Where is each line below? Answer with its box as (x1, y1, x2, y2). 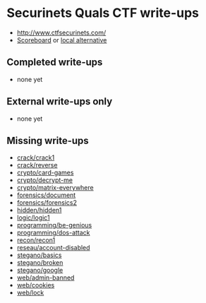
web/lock (16, 288, 44, 297)
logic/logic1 (16, 213, 50, 222)
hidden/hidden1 (16, 206, 62, 215)
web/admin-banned (16, 273, 75, 282)
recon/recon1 (16, 236, 56, 244)
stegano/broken (16, 259, 63, 267)
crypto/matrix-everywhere (16, 184, 94, 192)
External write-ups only (6, 95, 113, 107)
